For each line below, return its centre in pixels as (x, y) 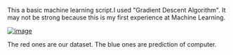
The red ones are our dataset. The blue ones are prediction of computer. (112, 44)
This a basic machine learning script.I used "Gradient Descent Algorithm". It (116, 10)
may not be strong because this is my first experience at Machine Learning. (116, 17)
